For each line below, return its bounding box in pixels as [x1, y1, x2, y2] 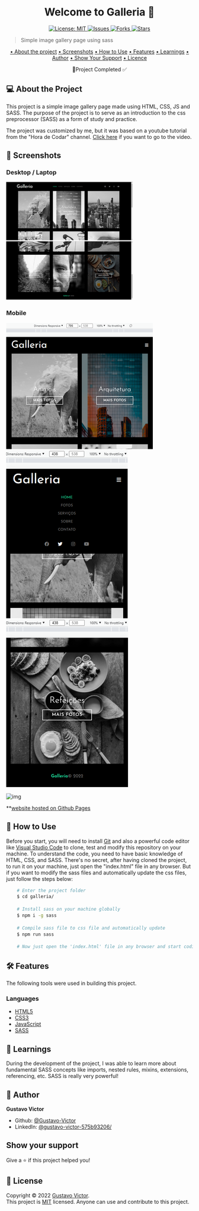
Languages [6, 994, 40, 1003]
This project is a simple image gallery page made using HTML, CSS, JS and [6, 103, 191, 110]
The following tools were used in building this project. [6, 979, 137, 987]
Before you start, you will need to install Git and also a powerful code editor [6, 837, 190, 845]
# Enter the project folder [17, 887, 86, 893]
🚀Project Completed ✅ [72, 65, 127, 73]
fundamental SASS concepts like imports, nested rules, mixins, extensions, [6, 1066, 188, 1073]
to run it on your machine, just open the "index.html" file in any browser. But [6, 863, 191, 870]
